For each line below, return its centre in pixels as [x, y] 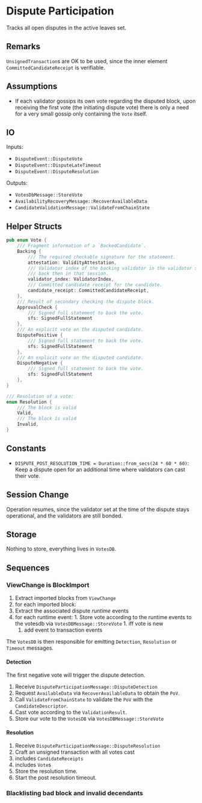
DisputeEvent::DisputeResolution [57, 172]
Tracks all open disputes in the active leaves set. [66, 28]
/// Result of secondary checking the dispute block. [86, 302]
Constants [26, 449]
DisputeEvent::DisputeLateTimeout [58, 166]
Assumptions [32, 86]
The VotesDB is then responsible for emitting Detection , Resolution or [92, 642]
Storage [22, 534]
